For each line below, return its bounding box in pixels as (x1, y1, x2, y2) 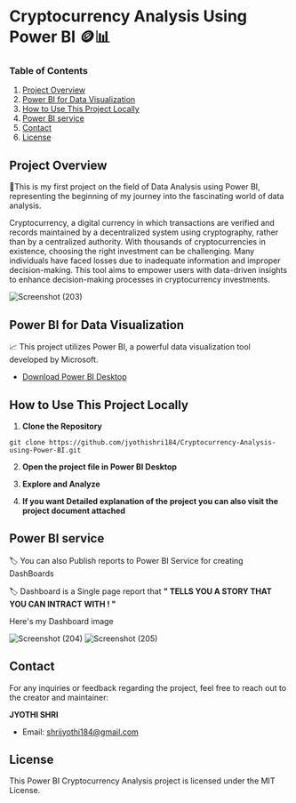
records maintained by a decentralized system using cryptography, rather (9, 227, 279, 237)
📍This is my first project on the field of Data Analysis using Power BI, (9, 181, 260, 192)
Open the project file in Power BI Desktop (21, 461, 178, 472)
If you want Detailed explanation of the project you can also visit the (21, 495, 278, 506)
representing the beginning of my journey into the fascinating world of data (9, 191, 284, 202)
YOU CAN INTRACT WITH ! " (9, 598, 116, 609)
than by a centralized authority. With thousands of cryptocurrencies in (9, 237, 267, 247)
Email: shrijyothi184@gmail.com (21, 727, 140, 737)
